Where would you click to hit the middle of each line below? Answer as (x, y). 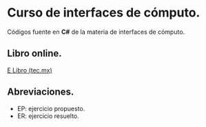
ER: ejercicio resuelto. (48, 116)
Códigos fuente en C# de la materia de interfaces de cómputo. (96, 32)
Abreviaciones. (41, 92)
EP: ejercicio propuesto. (51, 108)
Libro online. (34, 53)
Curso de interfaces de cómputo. (104, 13)
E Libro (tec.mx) (30, 70)
